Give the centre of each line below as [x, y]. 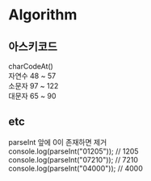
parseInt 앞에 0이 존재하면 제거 [58, 142]
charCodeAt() [31, 66]
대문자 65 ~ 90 [32, 96]
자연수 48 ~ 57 [32, 76]
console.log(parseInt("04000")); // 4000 [75, 168]
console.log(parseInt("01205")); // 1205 [73, 151]
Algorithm [43, 15]
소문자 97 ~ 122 [34, 86]
